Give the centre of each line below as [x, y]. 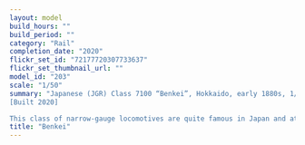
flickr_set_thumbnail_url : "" [67, 69]
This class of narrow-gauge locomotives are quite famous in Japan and [148, 119]
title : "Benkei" [40, 127]
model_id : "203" [40, 77]
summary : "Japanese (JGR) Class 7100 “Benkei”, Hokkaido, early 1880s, [148, 93]
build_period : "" [42, 34]
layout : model [36, 18]
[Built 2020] [34, 102]
